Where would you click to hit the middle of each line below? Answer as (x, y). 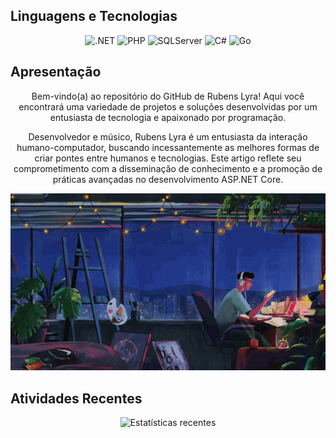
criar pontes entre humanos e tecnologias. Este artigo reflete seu (168, 158)
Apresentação (56, 72)
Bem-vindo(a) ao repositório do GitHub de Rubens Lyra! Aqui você (168, 96)
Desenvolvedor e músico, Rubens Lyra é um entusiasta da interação (168, 136)
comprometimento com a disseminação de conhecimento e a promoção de (168, 168)
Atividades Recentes (76, 398)
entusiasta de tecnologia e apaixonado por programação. (168, 117)
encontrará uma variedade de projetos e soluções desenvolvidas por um (168, 106)
